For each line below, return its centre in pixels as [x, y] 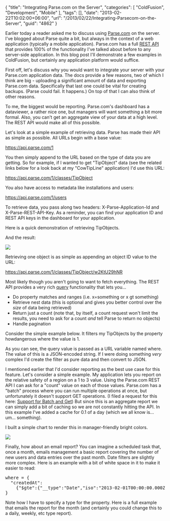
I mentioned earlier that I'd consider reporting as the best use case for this [83, 369]
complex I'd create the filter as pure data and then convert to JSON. [76, 359]
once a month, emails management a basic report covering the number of [82, 452]
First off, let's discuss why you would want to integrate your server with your [85, 70]
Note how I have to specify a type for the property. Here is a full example [81, 503]
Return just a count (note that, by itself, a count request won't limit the [85, 313]
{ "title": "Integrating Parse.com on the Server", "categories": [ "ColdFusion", [85, 7]
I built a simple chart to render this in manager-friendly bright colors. [77, 427]
